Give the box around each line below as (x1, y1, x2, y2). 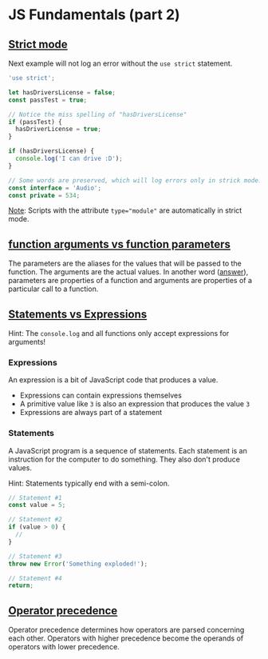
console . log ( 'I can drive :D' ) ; (15, 154, 124, 162)
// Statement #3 (8, 552, 62, 561)
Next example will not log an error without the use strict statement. (8, 58, 233, 68)
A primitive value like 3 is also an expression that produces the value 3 (19, 399, 250, 409)
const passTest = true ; (8, 96, 88, 104)
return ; (8, 581, 34, 589)
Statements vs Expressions (8, 307, 148, 321)
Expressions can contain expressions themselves (19, 390, 182, 401)
